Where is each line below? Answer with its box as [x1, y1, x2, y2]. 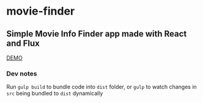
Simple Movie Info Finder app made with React [6, 29, 187, 39]
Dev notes [6, 69, 37, 77]
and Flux [6, 38, 40, 48]
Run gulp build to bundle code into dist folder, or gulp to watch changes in [6, 83, 197, 91]
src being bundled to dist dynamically [6, 90, 103, 97]
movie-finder [6, 4, 75, 18]
